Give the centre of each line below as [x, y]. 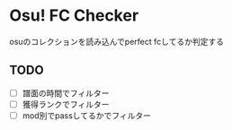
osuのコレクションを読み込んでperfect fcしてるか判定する [117, 41]
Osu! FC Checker [74, 16]
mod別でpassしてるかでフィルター [86, 115]
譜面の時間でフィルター [66, 93]
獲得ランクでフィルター [66, 104]
